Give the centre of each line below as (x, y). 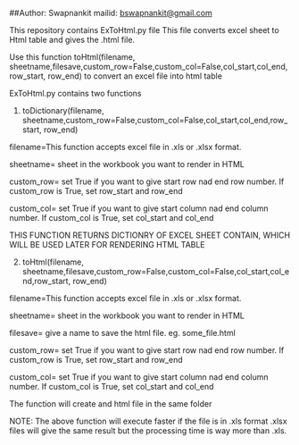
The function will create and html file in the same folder (111, 404)
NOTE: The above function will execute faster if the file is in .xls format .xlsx (148, 421)
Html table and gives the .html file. (72, 40)
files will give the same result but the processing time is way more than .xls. (148, 431)
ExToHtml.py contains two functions (75, 93)
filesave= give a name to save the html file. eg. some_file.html (123, 333)
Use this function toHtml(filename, (72, 57)
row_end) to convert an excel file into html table (135, 76)
